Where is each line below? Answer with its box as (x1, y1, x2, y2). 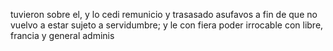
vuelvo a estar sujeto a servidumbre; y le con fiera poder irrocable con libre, (10, 19, 324, 31)
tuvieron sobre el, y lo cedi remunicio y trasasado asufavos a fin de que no (10, 9, 318, 20)
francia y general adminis (10, 30, 115, 41)
